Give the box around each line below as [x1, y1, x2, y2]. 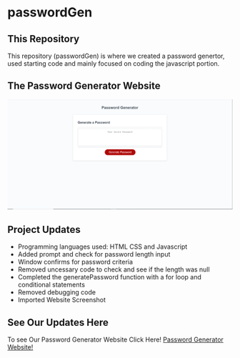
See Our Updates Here [7, 316, 109, 329]
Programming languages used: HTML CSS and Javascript [17, 242, 188, 251]
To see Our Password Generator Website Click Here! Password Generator [7, 335, 224, 344]
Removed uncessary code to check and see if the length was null [17, 265, 210, 274]
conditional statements [17, 280, 86, 289]
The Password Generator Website [7, 80, 161, 92]
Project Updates [7, 223, 81, 236]
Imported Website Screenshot [17, 296, 106, 304]
